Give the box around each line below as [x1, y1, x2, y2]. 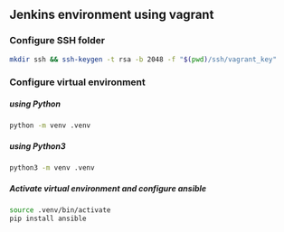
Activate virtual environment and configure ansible [9, 182, 207, 193]
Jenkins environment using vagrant [9, 7, 214, 23]
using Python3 [9, 140, 66, 152]
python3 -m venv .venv [9, 163, 95, 172]
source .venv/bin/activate [9, 206, 111, 215]
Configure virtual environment [9, 76, 147, 88]
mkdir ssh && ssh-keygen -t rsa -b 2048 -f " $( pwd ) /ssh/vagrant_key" [9, 54, 278, 64]
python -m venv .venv [9, 121, 91, 130]
